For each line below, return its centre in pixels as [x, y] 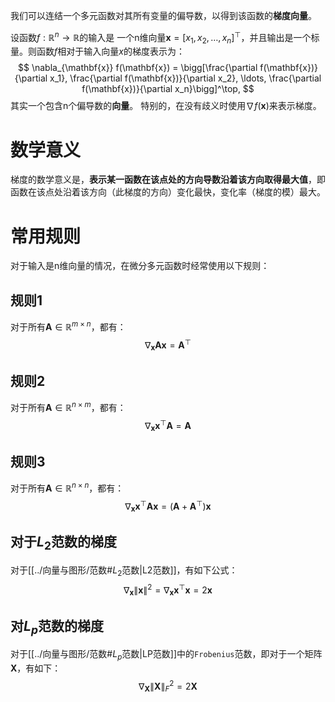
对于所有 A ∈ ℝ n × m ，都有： [68, 406]
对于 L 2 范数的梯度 [63, 543]
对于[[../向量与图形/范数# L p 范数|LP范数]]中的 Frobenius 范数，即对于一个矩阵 [166, 655]
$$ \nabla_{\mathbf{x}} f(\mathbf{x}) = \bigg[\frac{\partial [137, 68]
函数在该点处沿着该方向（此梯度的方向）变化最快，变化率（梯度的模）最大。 [168, 192]
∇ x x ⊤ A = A [168, 425]
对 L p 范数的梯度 [57, 627]
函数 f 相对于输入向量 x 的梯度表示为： [110, 51]
